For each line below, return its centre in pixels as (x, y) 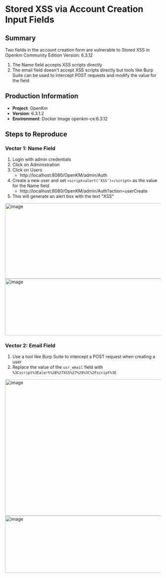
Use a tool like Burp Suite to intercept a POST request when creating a (84, 356)
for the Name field (31, 186)
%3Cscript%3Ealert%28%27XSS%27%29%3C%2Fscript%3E (64, 373)
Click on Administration (36, 164)
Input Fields (30, 20)
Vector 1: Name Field (30, 148)
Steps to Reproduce (36, 134)
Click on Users (27, 170)
